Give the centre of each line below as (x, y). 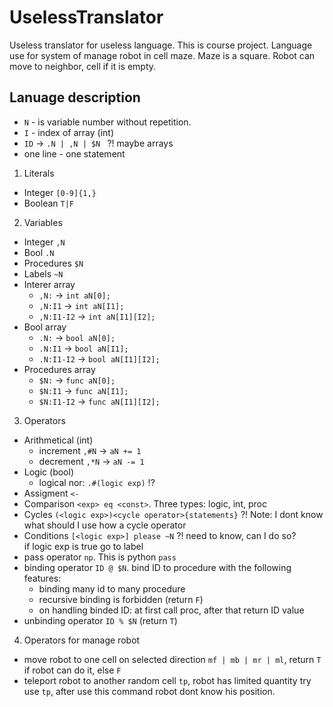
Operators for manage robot (82, 640)
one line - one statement (74, 153)
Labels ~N (43, 273)
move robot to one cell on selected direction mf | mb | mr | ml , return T (172, 659)
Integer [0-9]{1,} (60, 192)
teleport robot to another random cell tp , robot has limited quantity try (167, 680)
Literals (39, 173)
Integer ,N (44, 242)
